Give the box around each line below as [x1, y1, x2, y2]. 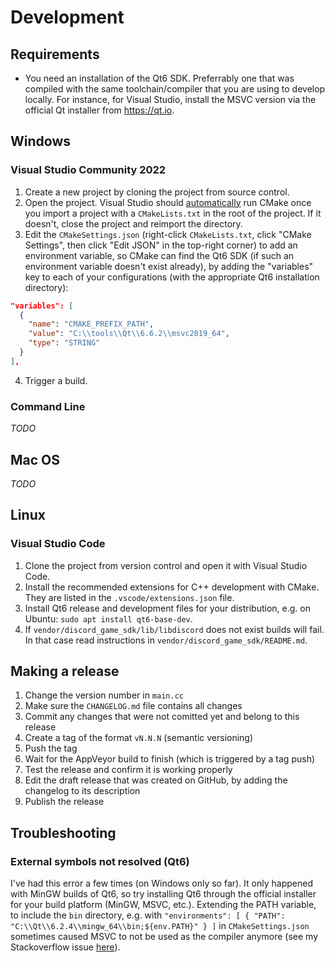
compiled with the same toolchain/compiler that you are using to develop [24, 83, 326, 95]
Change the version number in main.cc [24, 689, 184, 701]
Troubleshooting [10, 824, 117, 841]
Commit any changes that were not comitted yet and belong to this [24, 711, 300, 723]
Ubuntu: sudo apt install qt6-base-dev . [24, 612, 193, 625]
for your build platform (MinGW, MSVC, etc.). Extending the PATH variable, [10, 899, 317, 911]
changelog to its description [24, 785, 141, 797]
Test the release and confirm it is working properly [24, 764, 233, 776]
